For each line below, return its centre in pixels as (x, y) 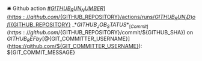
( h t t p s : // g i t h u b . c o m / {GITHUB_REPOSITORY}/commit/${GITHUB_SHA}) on (100, 32)
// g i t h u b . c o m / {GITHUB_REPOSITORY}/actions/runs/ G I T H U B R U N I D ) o (111, 18)
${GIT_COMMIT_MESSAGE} (41, 53)
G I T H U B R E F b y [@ (28, 39)
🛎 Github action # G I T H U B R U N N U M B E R (55, 9)
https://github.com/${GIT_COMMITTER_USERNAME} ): (75, 46)
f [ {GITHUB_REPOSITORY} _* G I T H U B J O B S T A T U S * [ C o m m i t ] (78, 25)
